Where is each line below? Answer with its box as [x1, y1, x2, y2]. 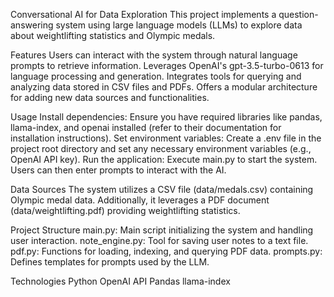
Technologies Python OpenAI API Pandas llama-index [10, 275, 231, 287]
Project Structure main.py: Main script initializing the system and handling [10, 224, 314, 236]
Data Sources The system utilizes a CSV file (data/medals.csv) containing [10, 184, 314, 195]
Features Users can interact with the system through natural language [10, 49, 298, 61]
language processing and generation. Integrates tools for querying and [10, 70, 302, 82]
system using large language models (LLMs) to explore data [55, 19, 303, 31]
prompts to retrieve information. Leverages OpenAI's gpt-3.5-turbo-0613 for [10, 60, 324, 71]
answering [10, 19, 54, 31]
